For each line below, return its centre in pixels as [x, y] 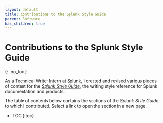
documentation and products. [35, 92]
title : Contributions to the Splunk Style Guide [56, 14]
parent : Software [23, 19]
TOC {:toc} [23, 116]
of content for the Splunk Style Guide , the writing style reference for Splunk [81, 86]
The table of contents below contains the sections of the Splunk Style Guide [82, 101]
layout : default [22, 10]
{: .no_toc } [16, 72]
